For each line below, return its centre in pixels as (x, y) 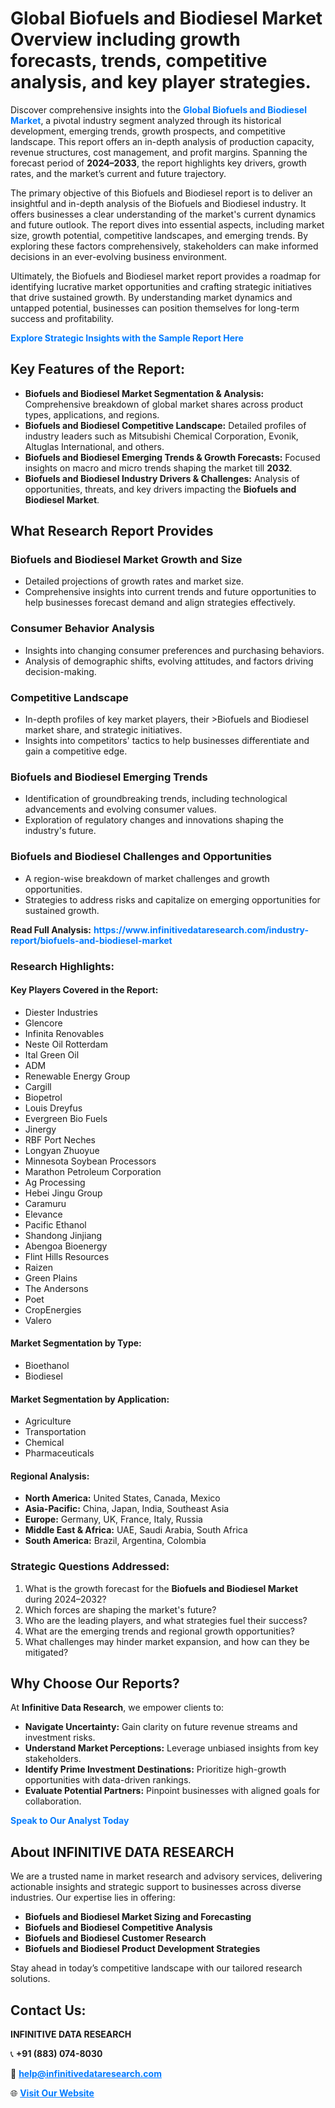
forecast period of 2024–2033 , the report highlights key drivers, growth (158, 163)
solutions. (30, 1979)
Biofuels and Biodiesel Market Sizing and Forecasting (138, 1917)
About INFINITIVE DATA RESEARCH (122, 1852)
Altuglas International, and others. (94, 446)
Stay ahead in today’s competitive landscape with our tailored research (156, 1968)
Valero (38, 1320)
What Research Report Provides (112, 531)
